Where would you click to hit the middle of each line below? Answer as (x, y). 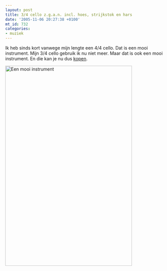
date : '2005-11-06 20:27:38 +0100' (43, 19)
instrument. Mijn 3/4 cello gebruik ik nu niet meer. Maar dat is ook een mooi (84, 53)
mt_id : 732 (17, 24)
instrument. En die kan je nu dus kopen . (46, 59)
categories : (18, 29)
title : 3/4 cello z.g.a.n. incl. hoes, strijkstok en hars (69, 15)
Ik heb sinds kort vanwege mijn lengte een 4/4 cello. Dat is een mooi (77, 48)
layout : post (19, 10)
